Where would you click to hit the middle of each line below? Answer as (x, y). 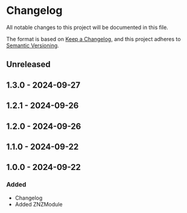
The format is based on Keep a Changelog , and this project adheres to (93, 39)
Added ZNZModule (39, 204)
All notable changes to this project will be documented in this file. (87, 27)
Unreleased (29, 64)
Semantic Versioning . (33, 45)
